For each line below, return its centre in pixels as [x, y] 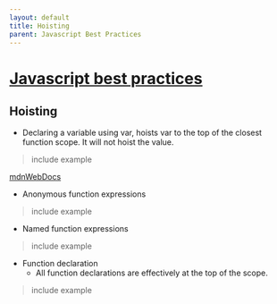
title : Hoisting [39, 26]
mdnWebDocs [35, 177]
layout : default [39, 17]
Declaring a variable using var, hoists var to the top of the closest [142, 133]
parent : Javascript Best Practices [76, 34]
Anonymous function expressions [84, 194]
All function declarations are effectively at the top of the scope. [151, 273]
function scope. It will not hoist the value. [98, 142]
